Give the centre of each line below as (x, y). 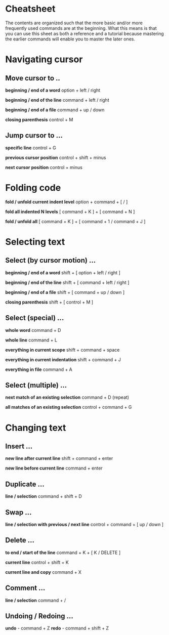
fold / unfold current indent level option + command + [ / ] (67, 202)
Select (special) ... (35, 318)
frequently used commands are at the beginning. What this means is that (81, 28)
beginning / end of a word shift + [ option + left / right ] (63, 272)
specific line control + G (31, 148)
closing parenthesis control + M (39, 119)
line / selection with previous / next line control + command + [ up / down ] (84, 524)
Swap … (18, 512)
